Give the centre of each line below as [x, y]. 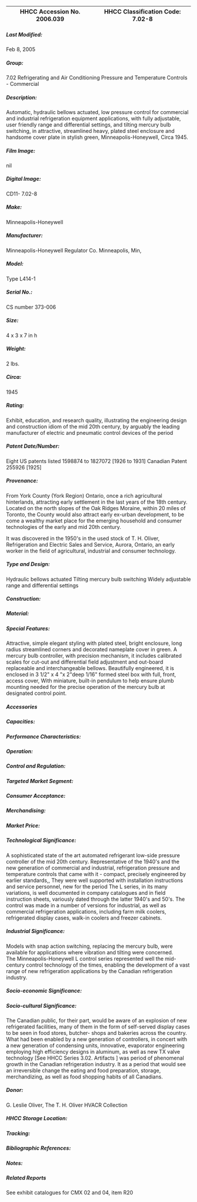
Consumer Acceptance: [36, 796]
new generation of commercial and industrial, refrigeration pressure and [93, 868]
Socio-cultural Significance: [41, 1005]
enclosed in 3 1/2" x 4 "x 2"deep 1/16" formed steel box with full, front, [91, 675]
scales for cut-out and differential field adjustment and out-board [85, 662]
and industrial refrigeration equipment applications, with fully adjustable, [94, 118]
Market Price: [23, 825]
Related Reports [26, 1178]
